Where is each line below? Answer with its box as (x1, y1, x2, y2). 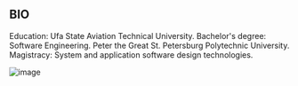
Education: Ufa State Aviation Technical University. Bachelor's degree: (9, 30, 267, 41)
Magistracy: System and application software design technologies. (9, 49, 254, 60)
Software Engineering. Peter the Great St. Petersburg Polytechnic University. (9, 40, 290, 51)
